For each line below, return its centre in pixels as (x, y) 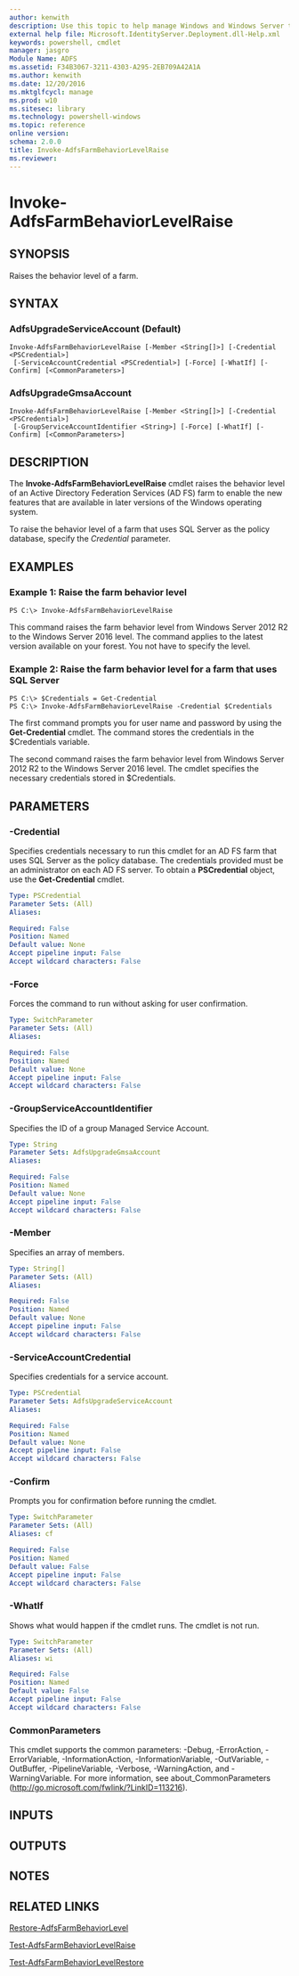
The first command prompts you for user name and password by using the (145, 723)
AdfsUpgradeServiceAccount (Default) (95, 329)
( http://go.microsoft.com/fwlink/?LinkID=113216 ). (99, 1788)
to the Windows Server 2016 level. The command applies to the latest (137, 636)
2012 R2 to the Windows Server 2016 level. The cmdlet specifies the (134, 769)
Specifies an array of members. (67, 1252)
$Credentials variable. (50, 742)
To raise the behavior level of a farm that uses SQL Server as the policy (139, 529)
